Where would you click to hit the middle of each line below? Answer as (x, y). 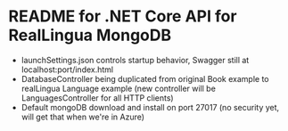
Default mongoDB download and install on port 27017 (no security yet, (150, 107)
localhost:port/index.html (67, 70)
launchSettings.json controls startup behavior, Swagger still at (135, 60)
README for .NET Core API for (123, 16)
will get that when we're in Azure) (82, 117)
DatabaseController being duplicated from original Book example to (145, 78)
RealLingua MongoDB (90, 35)
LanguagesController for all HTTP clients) (98, 98)
